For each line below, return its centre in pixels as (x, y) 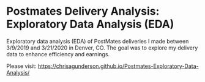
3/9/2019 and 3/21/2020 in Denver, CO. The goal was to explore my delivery (102, 48)
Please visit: (21, 66)
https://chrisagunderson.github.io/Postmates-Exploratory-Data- (118, 66)
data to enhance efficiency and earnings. (58, 54)
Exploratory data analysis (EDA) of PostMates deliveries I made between (98, 41)
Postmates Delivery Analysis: (83, 11)
